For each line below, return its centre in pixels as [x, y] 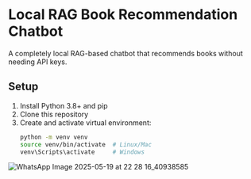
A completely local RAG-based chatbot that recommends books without [126, 53]
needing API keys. [38, 62]
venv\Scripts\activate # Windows [82, 152]
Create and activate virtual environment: [85, 122]
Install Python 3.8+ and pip [64, 105]
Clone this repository [54, 114]
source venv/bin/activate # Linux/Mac [86, 144]
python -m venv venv [54, 137]
